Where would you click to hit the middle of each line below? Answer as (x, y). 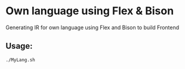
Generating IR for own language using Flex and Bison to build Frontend (92, 27)
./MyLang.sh (20, 60)
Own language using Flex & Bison (90, 11)
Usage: (19, 46)
